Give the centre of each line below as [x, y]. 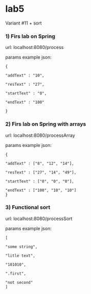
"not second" [19, 282]
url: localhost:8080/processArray [40, 135]
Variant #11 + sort [24, 23]
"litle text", [20, 256]
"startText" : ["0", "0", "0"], [40, 181]
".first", [16, 274]
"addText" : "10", [25, 76]
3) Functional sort [28, 207]
